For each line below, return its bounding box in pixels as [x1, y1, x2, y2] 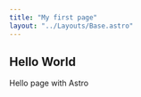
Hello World [9, 54, 76, 69]
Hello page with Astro [9, 77, 89, 89]
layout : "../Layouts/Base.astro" [9, 21, 134, 30]
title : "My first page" [9, 12, 98, 22]
